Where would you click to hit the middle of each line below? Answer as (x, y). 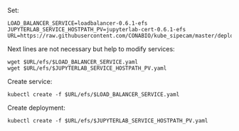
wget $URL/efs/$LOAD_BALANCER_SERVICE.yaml (73, 62)
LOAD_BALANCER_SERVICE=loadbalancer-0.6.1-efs (78, 23)
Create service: (30, 82)
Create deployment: (36, 108)
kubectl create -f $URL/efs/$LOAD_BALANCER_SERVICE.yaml (94, 95)
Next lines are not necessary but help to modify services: (91, 49)
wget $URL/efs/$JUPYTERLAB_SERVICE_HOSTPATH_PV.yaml (87, 68)
